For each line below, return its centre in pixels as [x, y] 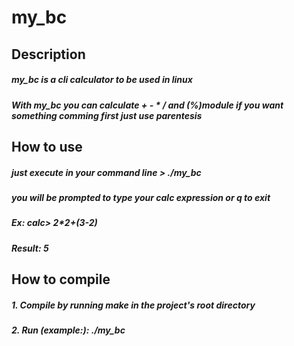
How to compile [61, 279]
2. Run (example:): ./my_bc [68, 330]
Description [48, 54]
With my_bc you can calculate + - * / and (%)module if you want [147, 105]
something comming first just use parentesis [107, 115]
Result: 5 [30, 248]
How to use [47, 146]
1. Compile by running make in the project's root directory [133, 305]
